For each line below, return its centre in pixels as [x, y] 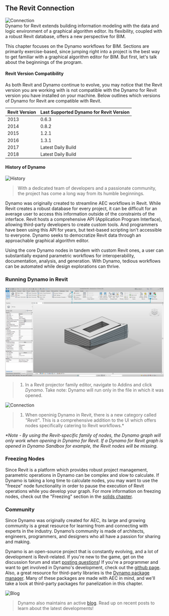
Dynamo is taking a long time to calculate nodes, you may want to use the [82, 480]
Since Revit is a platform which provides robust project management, [77, 470]
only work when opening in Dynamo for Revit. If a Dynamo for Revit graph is [84, 440]
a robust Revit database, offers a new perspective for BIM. [66, 36]
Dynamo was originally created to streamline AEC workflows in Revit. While [83, 203]
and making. [18, 542]
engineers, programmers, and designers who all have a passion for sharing [83, 537]
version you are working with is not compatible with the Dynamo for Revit [81, 90]
